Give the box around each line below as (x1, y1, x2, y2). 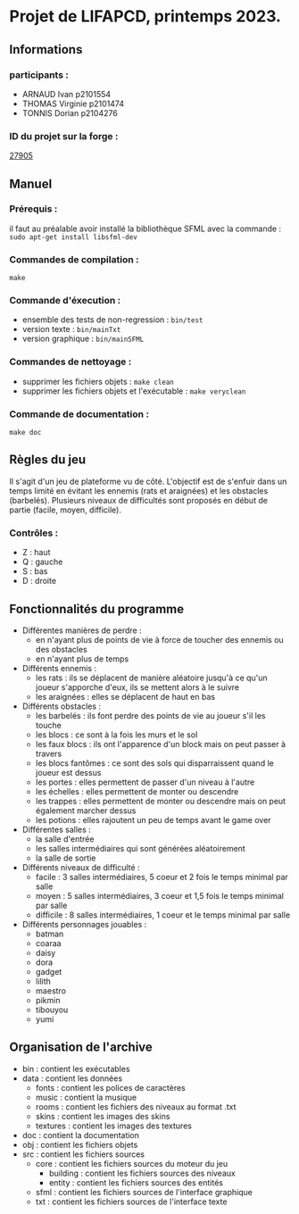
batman (35, 928, 64, 939)
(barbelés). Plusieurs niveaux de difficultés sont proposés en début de (9, 495, 268, 505)
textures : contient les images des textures (35, 1120, 192, 1131)
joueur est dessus (35, 767, 102, 777)
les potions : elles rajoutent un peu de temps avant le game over (35, 814, 271, 825)
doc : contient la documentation (21, 1129, 140, 1140)
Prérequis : (9, 203, 58, 215)
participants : (9, 69, 69, 81)
